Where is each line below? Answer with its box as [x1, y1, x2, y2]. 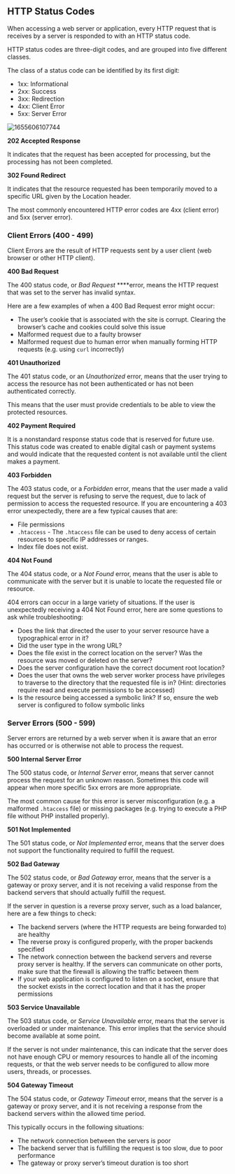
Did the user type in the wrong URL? [17, 641, 122, 650]
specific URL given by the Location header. [7, 192, 131, 200]
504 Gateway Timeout [7, 1081, 73, 1089]
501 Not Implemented [7, 825, 71, 834]
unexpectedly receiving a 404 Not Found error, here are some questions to [7, 606, 223, 614]
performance [17, 1152, 56, 1160]
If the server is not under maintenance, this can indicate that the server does [7, 1045, 228, 1054]
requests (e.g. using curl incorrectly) [17, 345, 124, 354]
